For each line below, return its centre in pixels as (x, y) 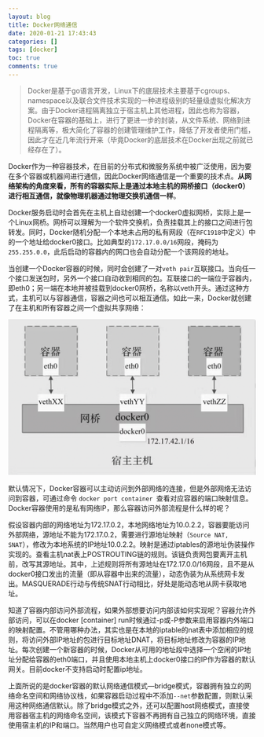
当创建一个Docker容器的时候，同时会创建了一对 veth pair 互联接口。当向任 (128, 268)
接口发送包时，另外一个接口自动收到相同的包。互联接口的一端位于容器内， (135, 278)
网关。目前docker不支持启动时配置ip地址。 (77, 669)
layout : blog (29, 16)
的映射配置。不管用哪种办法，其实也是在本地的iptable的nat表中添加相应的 (128, 630)
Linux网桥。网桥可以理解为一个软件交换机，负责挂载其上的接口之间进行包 (134, 222)
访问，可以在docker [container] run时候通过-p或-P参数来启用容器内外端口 (134, 620)
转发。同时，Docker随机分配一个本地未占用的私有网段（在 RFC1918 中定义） (128, 232)
